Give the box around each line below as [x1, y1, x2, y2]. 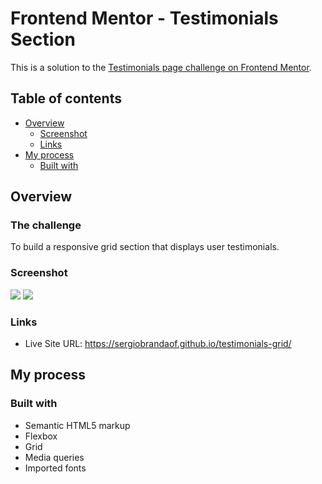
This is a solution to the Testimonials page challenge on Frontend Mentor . [10, 61, 312, 73]
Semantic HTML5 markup [24, 419, 131, 431]
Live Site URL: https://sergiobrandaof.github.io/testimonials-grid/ [24, 338, 292, 350]
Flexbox [24, 430, 58, 442]
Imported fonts [24, 462, 87, 474]
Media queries [24, 451, 85, 463]
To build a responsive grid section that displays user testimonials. [10, 241, 280, 253]
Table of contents [10, 90, 122, 107]
